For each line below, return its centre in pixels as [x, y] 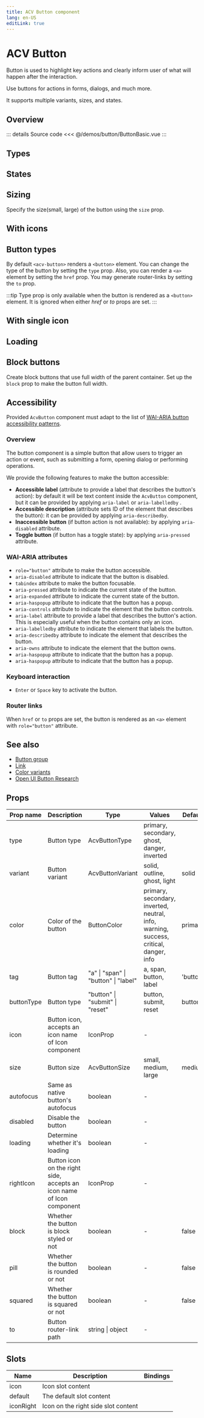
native [56, 1093]
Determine [63, 1135]
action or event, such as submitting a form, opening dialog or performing [97, 459]
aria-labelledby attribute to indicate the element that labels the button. [104, 628]
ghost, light [160, 881]
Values [160, 815]
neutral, [155, 913]
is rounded [63, 1272]
